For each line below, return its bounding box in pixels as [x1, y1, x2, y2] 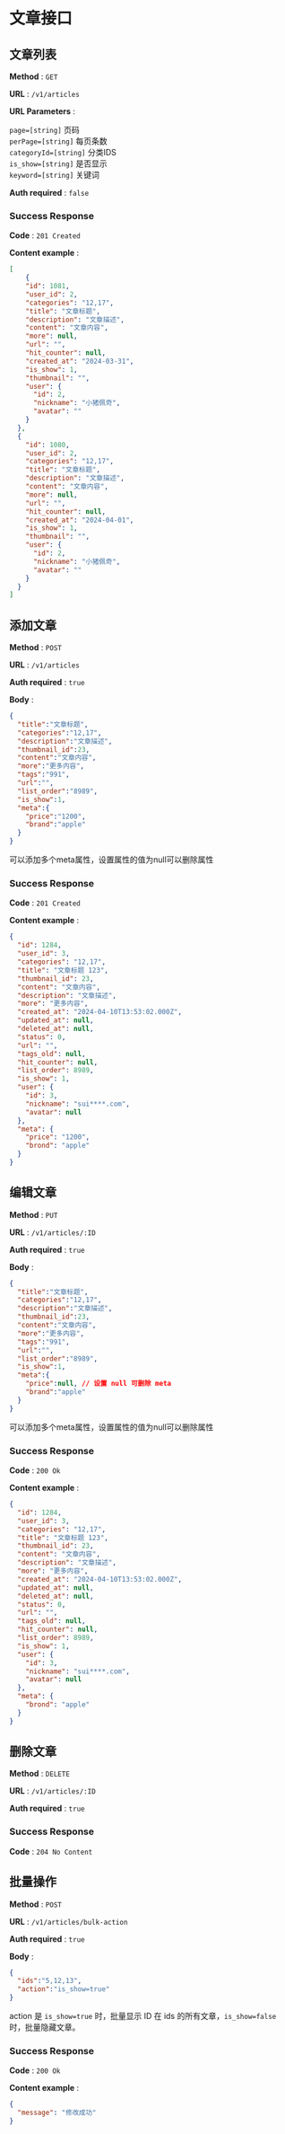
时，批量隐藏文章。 [9, 2022, 81, 2033]
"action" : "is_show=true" [17, 1985, 110, 1994]
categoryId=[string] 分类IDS [9, 147, 117, 157]
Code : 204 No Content [9, 1846, 93, 1856]
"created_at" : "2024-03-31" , [25, 357, 134, 366]
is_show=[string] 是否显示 [9, 158, 108, 169]
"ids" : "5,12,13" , [17, 1977, 82, 1986]
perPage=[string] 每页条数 [9, 136, 108, 146]
